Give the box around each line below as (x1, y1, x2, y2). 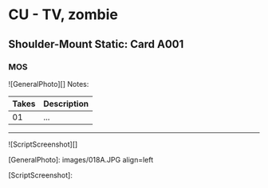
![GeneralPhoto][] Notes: (8, 79, 89, 88)
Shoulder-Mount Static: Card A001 (8, 37, 184, 51)
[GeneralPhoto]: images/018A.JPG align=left (8, 155, 154, 164)
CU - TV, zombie (8, 6, 118, 24)
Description (43, 98, 89, 109)
